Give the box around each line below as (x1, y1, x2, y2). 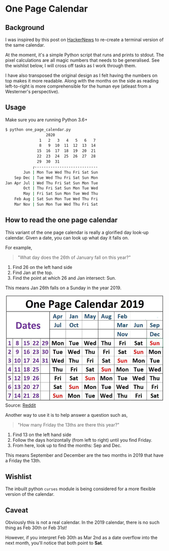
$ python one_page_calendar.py (5, 127, 71, 132)
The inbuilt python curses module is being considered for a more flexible (5, 486, 156, 492)
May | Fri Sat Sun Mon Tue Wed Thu (23, 191, 98, 196)
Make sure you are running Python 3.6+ (5, 116, 88, 123)
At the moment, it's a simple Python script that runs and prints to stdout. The (5, 52, 164, 58)
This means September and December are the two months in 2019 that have (5, 452, 164, 458)
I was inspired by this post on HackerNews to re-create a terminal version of (5, 36, 164, 43)
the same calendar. (5, 42, 45, 48)
